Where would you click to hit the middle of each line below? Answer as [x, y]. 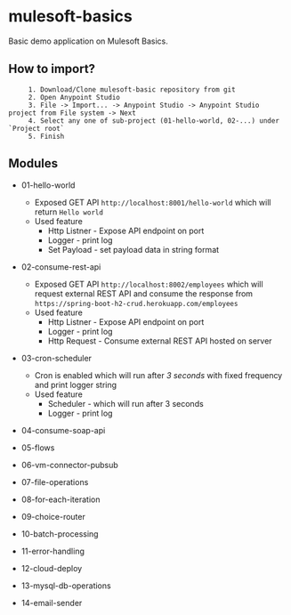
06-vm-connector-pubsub [70, 465]
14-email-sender [52, 603]
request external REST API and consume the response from [144, 293]
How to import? [52, 69]
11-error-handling [53, 551]
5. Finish [46, 136]
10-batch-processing [60, 534]
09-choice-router [53, 516]
